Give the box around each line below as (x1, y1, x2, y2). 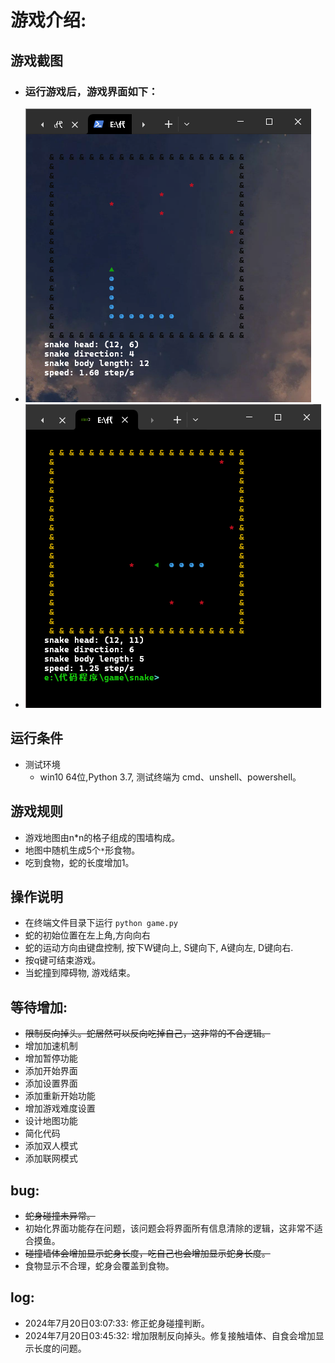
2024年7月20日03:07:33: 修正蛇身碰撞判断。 (24, 1317, 210, 1329)
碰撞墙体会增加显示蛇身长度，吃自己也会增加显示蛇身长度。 (24, 1247, 271, 1259)
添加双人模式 (24, 1140, 78, 1152)
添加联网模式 (24, 1152, 78, 1165)
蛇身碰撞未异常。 (24, 1209, 96, 1221)
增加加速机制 (24, 1040, 78, 1052)
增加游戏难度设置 (24, 1102, 96, 1115)
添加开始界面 (24, 1065, 78, 1077)
